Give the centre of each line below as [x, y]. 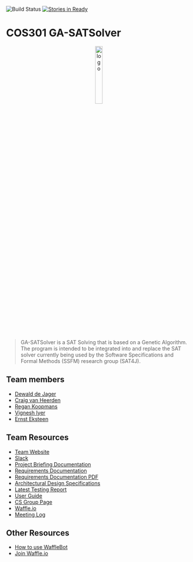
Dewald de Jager [35, 394]
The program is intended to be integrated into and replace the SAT [101, 348]
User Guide [28, 495]
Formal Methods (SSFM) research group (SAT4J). [81, 361]
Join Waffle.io [31, 553]
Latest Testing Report [41, 489]
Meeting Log [30, 514]
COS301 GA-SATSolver [64, 33]
